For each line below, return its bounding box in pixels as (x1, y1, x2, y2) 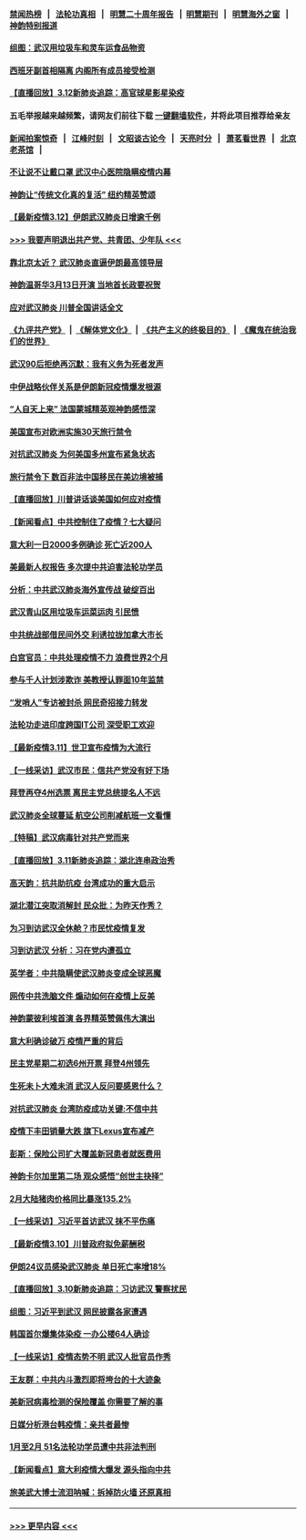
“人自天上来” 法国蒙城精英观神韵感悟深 (9, 404, 157, 415)
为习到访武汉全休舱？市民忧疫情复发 (9, 922, 146, 934)
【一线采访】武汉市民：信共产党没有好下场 (9, 764, 169, 775)
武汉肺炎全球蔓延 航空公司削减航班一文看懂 (9, 810, 171, 821)
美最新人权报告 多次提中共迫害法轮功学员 (9, 562, 164, 573)
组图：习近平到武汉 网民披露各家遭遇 (9, 1306, 148, 1317)
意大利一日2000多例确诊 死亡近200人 (9, 539, 153, 550)
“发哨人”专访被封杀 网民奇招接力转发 (9, 697, 148, 708)
